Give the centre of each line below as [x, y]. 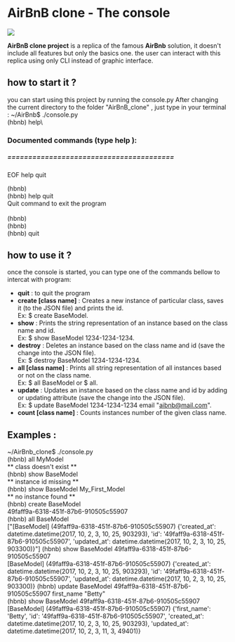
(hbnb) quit [23, 233]
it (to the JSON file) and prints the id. [70, 308]
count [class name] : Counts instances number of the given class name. [122, 413]
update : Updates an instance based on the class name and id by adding [122, 390]
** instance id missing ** [43, 482]
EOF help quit [27, 174]
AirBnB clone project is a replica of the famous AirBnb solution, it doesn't [114, 45]
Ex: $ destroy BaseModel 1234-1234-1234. [79, 361]
